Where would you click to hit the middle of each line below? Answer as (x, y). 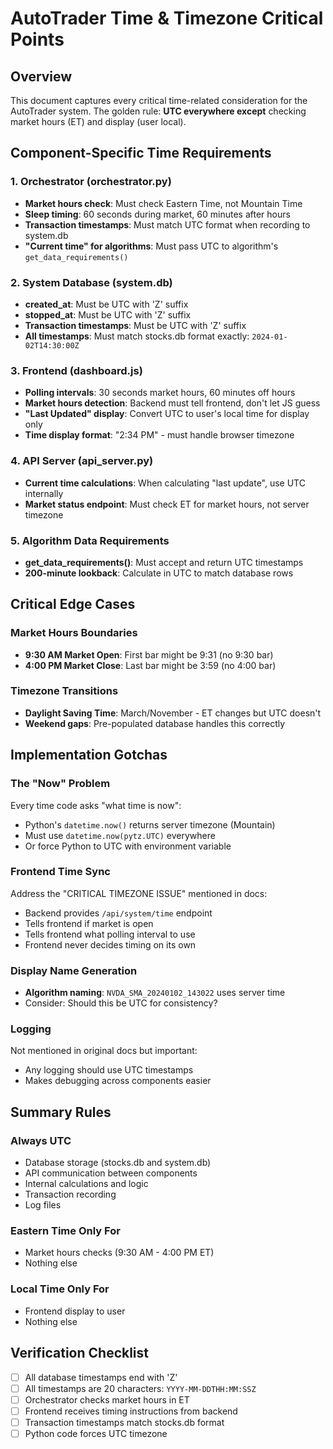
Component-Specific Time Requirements (141, 153)
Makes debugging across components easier (118, 1081)
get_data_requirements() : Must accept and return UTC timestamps (164, 562)
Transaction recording (70, 1194)
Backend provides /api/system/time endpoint (118, 913)
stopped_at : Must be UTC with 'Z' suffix (108, 314)
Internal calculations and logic (86, 1184)
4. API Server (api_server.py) (82, 461)
